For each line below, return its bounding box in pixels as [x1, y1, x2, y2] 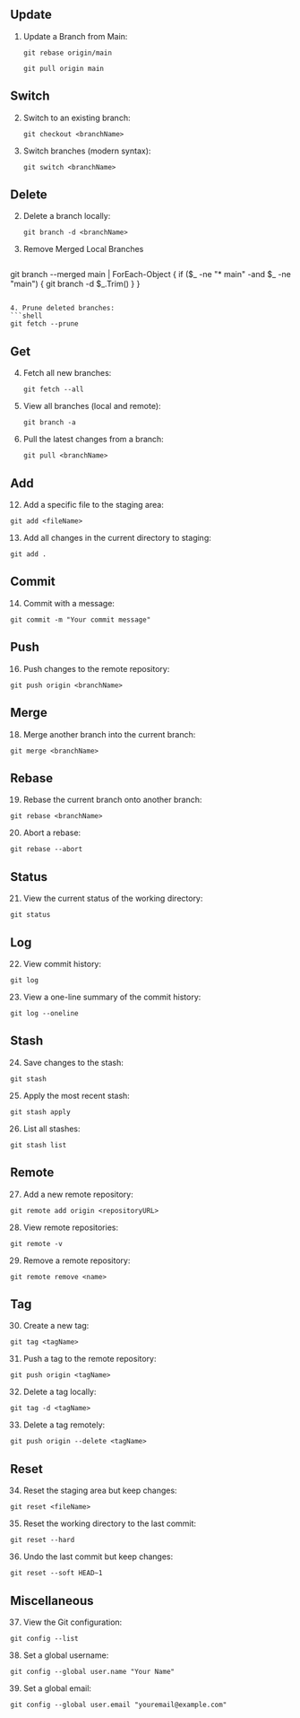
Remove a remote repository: [22, 1255, 131, 1266]
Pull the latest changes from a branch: [22, 434, 164, 445]
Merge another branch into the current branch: [22, 728, 196, 739]
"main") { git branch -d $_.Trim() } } [10, 278, 141, 290]
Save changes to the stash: [22, 1057, 124, 1068]
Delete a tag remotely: [22, 1419, 106, 1430]
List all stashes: [22, 1123, 81, 1134]
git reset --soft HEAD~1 [10, 1569, 103, 1578]
